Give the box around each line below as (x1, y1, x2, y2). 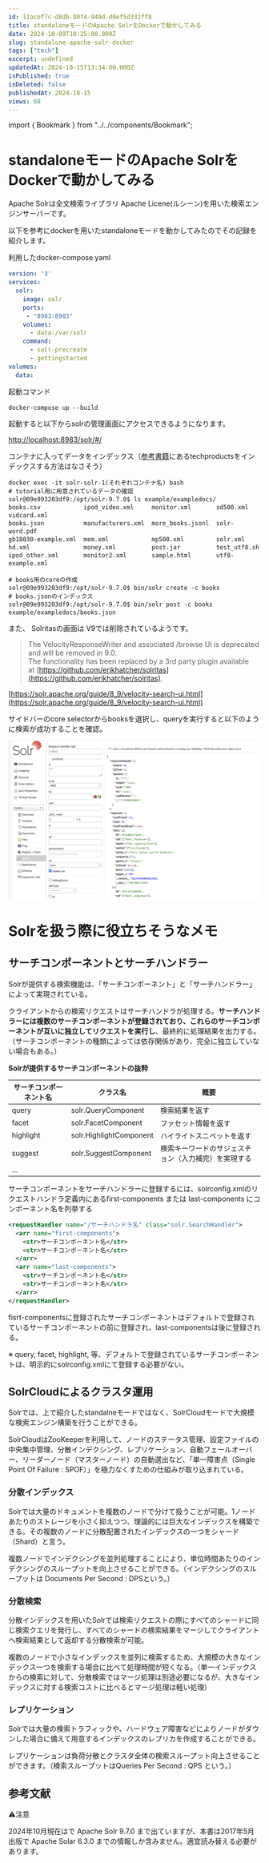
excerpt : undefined (8, 55, 74, 63)
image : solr (22, 295, 62, 303)
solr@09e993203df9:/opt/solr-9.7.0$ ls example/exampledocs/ (8, 495, 217, 504)
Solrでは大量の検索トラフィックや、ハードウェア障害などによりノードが (8, 1724, 246, 1733)
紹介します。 (8, 236, 50, 246)
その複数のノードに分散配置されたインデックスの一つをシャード (29, 1526, 240, 1536)
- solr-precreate (29, 346, 88, 354)
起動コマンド (8, 387, 50, 396)
